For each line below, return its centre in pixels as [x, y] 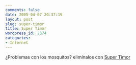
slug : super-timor [25, 24]
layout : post [19, 19]
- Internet [17, 43]
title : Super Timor [26, 29]
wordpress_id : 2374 [26, 33]
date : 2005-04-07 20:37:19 [34, 15]
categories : [18, 38]
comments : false [22, 10]
